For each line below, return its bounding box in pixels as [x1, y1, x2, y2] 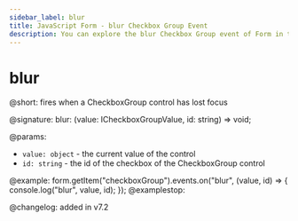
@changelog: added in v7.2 [9, 201, 109, 213]
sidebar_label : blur [9, 12, 86, 22]
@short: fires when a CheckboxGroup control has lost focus [9, 97, 228, 107]
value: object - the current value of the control [21, 148, 196, 160]
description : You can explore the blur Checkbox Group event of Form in [9, 29, 284, 38]
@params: [9, 131, 47, 142]
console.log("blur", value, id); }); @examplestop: [9, 185, 185, 195]
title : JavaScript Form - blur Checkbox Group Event [9, 21, 208, 30]
